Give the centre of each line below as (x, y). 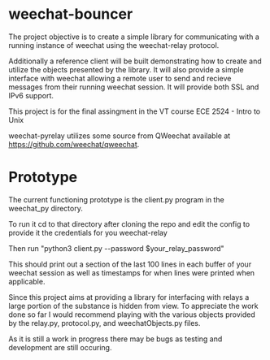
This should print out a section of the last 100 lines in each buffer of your (130, 264)
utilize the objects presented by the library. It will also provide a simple (126, 69)
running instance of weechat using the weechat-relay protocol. (114, 45)
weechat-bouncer (71, 14)
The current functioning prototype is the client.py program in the (117, 199)
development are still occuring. (60, 347)
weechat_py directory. (46, 208)
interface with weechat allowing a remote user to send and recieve (120, 78)
